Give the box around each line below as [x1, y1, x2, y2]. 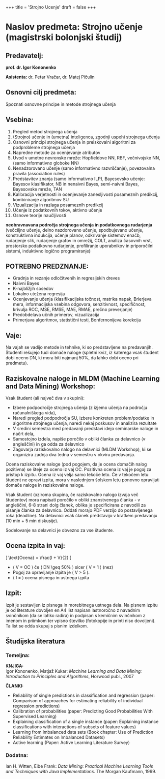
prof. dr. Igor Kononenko [5, 64, 56, 70]
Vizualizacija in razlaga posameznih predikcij [12, 202, 104, 208]
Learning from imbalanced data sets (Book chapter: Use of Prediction [12, 729, 154, 735]
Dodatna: [5, 752, 28, 759]
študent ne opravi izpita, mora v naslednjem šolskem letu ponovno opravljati [5, 477, 160, 483]
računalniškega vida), [12, 410, 56, 416]
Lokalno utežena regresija [12, 291, 65, 297]
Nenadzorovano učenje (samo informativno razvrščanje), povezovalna [12, 165, 155, 171]
